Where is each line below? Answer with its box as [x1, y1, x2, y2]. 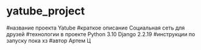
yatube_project [6, 4, 85, 18]
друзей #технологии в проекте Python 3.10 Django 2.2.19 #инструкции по [6, 30, 196, 37]
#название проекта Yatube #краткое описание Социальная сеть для [6, 24, 185, 31]
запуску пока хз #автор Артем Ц [6, 37, 91, 44]
